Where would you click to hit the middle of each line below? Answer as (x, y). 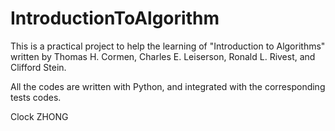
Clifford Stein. (38, 67)
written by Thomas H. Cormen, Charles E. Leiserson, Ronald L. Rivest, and (163, 56)
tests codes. (36, 97)
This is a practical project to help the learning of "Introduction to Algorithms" (168, 46)
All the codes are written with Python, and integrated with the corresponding (168, 86)
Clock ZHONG (39, 116)
